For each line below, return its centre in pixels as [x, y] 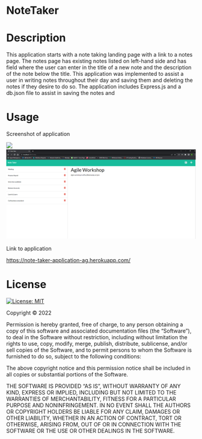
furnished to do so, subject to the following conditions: [74, 357]
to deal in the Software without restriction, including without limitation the [97, 337]
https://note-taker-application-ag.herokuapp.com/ [69, 260]
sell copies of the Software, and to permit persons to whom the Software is [99, 350]
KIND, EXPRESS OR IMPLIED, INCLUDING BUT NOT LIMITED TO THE [91, 393]
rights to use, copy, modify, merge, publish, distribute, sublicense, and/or [97, 344]
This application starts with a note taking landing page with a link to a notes [99, 55]
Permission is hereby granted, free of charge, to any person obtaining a [95, 325]
